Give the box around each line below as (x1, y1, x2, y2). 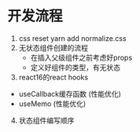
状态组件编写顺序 (18, 115, 75, 125)
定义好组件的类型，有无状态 (30, 62, 121, 71)
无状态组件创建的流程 (18, 42, 88, 52)
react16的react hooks (18, 72, 88, 82)
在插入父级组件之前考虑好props (30, 53, 133, 62)
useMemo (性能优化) (18, 99, 87, 108)
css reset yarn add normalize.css (18, 33, 127, 43)
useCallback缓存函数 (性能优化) (18, 89, 121, 98)
